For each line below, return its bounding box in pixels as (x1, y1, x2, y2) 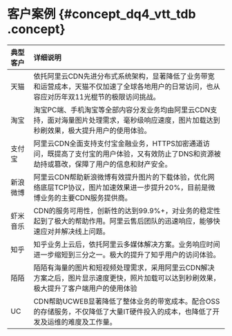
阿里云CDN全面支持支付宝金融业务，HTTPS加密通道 (33, 139, 204, 148)
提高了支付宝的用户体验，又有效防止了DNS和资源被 (54, 149, 221, 159)
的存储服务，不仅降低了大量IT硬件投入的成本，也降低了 (33, 306, 213, 316)
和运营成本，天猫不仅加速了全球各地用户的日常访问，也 (33, 81, 213, 91)
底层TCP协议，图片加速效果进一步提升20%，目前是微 (40, 182, 215, 192)
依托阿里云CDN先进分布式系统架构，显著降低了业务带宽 (33, 71, 215, 81)
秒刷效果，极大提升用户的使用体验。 (33, 126, 151, 135)
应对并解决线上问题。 (40, 226, 110, 236)
